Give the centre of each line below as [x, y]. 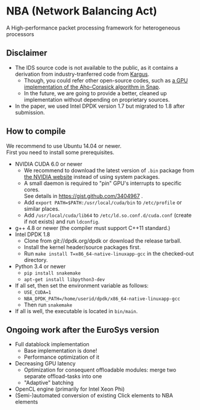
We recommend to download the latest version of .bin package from [109, 170]
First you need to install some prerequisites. [60, 152]
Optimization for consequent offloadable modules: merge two [100, 370]
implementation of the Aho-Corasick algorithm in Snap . [92, 87]
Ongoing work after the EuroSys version [83, 330]
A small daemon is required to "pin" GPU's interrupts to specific [103, 183]
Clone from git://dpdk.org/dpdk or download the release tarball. [103, 241]
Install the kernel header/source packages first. [82, 247]
